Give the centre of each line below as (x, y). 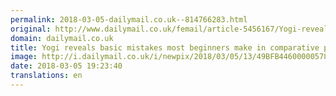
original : (31, 29)
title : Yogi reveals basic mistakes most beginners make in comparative (165, 47)
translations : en (46, 76)
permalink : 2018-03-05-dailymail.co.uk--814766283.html (129, 19)
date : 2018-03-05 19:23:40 (66, 66)
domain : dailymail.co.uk (62, 38)
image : (24, 57)
